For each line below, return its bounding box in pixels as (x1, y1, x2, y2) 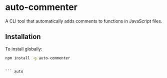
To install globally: (5, 45, 42, 51)
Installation (5, 32, 41, 41)
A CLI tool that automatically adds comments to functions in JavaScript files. (5, 18, 162, 24)
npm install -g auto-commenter (5, 55, 70, 60)
